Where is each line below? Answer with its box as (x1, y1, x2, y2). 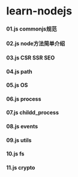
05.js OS (6, 82, 28, 89)
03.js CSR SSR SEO (6, 54, 55, 61)
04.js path (6, 68, 33, 75)
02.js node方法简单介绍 (6, 40, 65, 47)
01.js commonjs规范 (6, 25, 57, 32)
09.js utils (6, 136, 32, 143)
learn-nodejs (6, 4, 73, 18)
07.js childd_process (6, 109, 59, 116)
